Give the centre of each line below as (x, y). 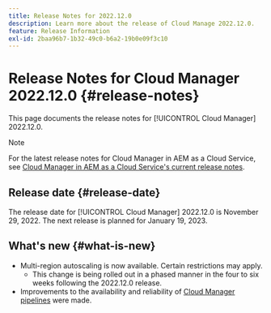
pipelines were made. (56, 300)
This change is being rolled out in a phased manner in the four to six (146, 274)
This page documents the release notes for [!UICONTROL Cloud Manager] (132, 118)
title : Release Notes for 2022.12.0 (70, 16)
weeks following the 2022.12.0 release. (97, 283)
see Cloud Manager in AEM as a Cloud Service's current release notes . (127, 167)
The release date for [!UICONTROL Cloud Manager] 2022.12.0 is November (133, 212)
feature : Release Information (59, 31)
